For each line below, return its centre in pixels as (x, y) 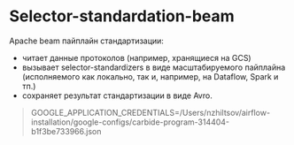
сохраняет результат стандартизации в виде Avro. (117, 95)
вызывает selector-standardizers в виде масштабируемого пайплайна (154, 67)
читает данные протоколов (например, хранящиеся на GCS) (136, 57)
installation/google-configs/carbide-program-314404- (130, 122)
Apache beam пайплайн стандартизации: (86, 41)
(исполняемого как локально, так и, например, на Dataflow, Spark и (150, 76)
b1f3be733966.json (66, 131)
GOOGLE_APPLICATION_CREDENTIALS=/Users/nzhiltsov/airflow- (151, 112)
